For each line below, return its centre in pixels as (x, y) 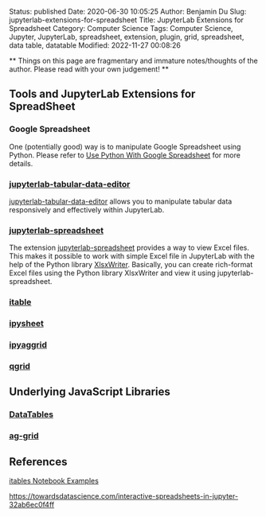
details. (21, 163)
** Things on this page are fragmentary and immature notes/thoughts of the (133, 60)
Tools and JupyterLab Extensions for (102, 94)
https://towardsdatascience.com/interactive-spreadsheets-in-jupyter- (123, 496)
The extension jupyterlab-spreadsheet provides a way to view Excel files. (129, 248)
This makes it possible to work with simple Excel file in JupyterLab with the (132, 256)
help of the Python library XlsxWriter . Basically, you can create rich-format (131, 265)
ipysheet (27, 324)
